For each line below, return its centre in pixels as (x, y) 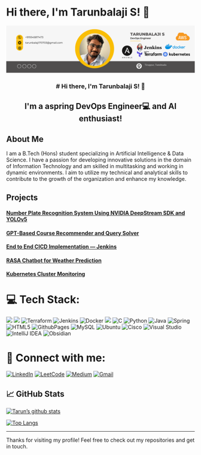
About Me (25, 139)
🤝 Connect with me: (56, 358)
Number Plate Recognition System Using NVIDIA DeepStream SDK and (96, 213)
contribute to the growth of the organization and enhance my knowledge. (96, 179)
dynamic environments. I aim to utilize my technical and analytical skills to (97, 172)
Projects (22, 198)
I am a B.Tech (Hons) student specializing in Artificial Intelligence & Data (95, 154)
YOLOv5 (17, 219)
